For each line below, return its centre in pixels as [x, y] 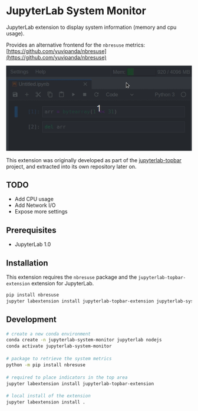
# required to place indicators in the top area [67, 377]
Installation [27, 263]
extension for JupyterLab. [63, 283]
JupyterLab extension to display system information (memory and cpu [91, 27]
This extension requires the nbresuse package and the [72, 277]
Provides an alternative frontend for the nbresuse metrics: [76, 45]
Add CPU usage [34, 199]
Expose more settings [41, 212]
